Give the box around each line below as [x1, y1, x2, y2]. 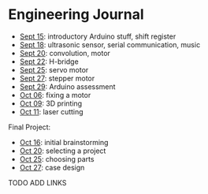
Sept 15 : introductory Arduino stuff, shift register [19, 32, 176, 41]
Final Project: [8, 122, 51, 132]
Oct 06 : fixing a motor [19, 90, 91, 99]
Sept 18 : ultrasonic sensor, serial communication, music [19, 39, 201, 49]
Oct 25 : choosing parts [19, 154, 95, 163]
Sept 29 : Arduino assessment [19, 81, 116, 91]
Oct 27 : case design [19, 162, 85, 172]
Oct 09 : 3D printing [19, 99, 83, 108]
